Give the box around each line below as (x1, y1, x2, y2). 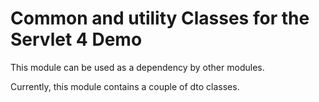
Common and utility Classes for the (10, 7, 310, 30)
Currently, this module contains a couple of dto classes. (10, 80, 240, 92)
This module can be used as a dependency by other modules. (10, 61, 265, 73)
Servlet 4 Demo (10, 28, 143, 51)
